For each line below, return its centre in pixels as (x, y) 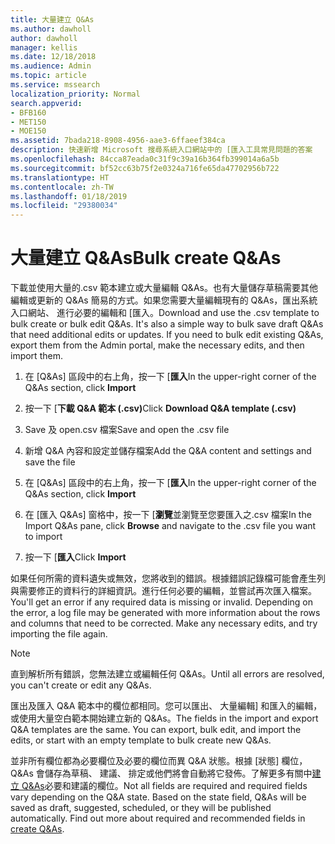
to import (43, 537)
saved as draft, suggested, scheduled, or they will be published (141, 808)
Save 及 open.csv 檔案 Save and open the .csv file (127, 430)
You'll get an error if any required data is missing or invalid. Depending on (161, 602)
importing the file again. (59, 634)
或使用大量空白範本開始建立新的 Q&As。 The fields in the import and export (164, 718)
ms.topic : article (48, 76)
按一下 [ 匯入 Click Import (75, 557)
